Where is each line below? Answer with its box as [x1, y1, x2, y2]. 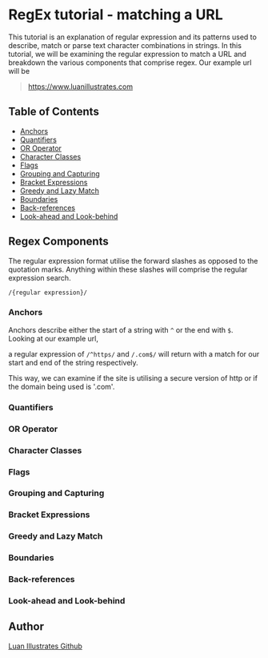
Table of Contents [8, 105, 100, 119]
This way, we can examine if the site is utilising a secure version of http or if [8, 373, 258, 382]
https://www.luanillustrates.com [27, 82, 134, 91]
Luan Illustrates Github [8, 641, 82, 651]
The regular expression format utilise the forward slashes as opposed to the [8, 256, 258, 265]
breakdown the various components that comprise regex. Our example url [8, 58, 252, 67]
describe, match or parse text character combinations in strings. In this [8, 40, 242, 50]
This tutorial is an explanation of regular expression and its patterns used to [8, 32, 258, 42]
